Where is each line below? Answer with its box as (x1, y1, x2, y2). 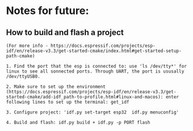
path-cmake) (6, 53, 35, 59)
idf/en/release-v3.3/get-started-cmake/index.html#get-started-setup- (6, 48, 182, 54)
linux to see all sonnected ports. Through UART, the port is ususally (6, 68, 184, 74)
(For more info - (6, 43, 49, 49)
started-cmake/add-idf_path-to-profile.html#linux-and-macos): (6, 94, 164, 100)
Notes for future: (6, 4, 89, 18)
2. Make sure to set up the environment (6, 84, 106, 89)
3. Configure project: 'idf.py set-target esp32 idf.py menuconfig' (6, 109, 180, 115)
